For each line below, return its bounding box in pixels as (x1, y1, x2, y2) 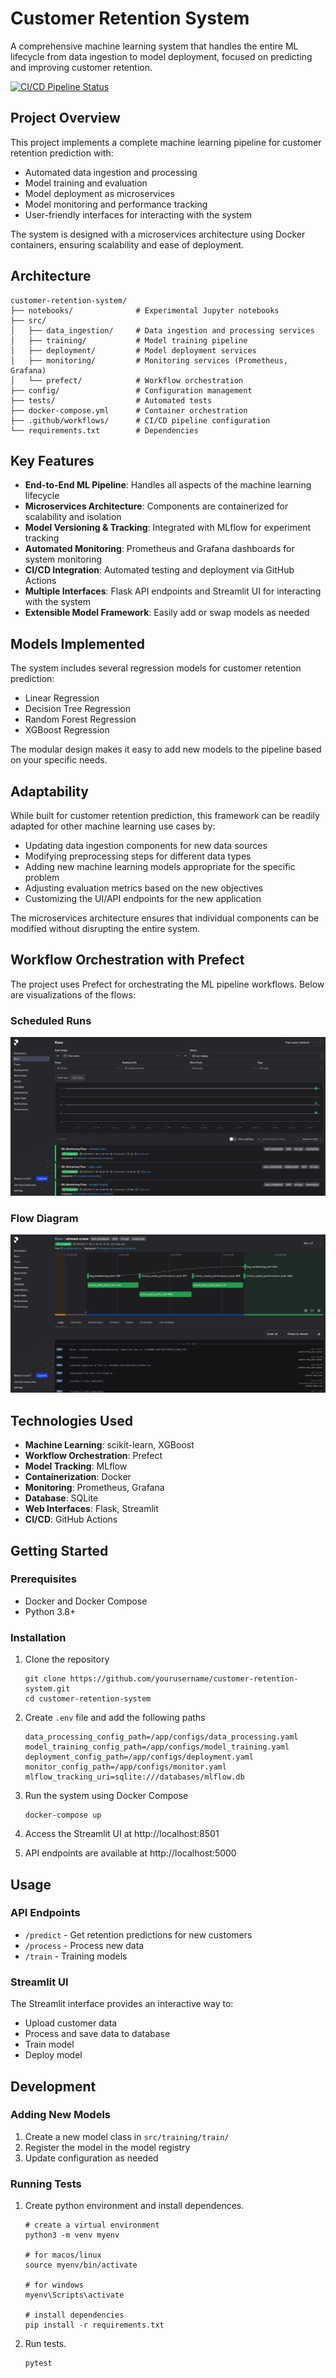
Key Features (10, 452, 95, 469)
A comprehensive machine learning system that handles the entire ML (10, 40, 299, 52)
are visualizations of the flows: (10, 988, 137, 1001)
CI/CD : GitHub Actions (24, 1513, 118, 1526)
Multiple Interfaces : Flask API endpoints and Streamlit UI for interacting (24, 585, 322, 597)
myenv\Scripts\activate (24, 2290, 125, 2301)
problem (24, 872, 60, 883)
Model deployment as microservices (24, 187, 175, 199)
